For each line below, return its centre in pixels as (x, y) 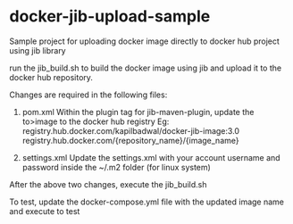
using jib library (38, 50)
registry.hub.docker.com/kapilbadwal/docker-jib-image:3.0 (130, 130)
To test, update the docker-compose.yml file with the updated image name (146, 202)
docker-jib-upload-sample (110, 17)
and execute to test (45, 211)
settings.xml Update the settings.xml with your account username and (151, 157)
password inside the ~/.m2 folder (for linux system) (117, 167)
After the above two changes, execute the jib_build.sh (108, 184)
